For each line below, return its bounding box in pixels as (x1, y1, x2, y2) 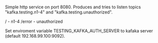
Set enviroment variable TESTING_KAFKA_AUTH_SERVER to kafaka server (5, 28, 153, 33)
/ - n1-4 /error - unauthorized (5, 19, 63, 24)
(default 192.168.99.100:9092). (5, 33, 65, 39)
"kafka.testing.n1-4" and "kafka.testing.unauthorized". (5, 9, 113, 15)
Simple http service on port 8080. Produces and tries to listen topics (5, 4, 141, 10)
